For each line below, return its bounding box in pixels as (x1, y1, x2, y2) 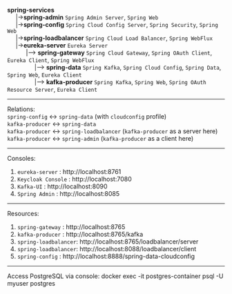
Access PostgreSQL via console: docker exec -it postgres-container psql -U (7, 272, 224, 280)
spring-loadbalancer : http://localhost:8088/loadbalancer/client (17, 245, 197, 253)
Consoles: (7, 155, 36, 162)
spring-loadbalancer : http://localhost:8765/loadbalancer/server (17, 237, 199, 246)
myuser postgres (7, 280, 55, 287)
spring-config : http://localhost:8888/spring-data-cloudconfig (17, 252, 195, 260)
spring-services (7, 6, 55, 14)
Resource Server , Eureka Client (7, 86, 98, 93)
